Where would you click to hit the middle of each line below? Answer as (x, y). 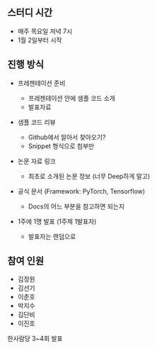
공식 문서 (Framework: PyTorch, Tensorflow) (81, 191)
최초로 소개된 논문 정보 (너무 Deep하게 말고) (89, 176)
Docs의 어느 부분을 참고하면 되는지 (76, 206)
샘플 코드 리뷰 (36, 122)
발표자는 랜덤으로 (52, 236)
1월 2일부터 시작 (40, 40)
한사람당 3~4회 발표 (35, 338)
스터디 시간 (30, 13)
